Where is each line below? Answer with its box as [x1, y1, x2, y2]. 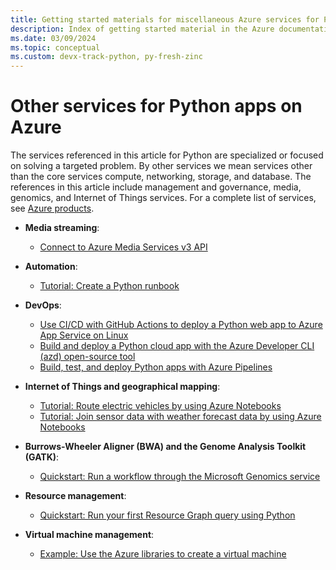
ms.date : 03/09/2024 [10, 33, 97, 43]
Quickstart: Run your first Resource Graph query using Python [39, 509, 296, 521]
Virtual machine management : [24, 529, 155, 541]
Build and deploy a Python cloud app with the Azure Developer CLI [39, 340, 315, 352]
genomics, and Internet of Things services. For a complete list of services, [10, 192, 317, 204]
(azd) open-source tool [39, 351, 136, 363]
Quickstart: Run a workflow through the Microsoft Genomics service [39, 471, 321, 483]
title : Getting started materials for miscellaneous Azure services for [10, 14, 320, 25]
